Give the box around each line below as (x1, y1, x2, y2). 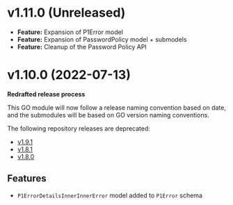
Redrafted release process (7, 90, 86, 98)
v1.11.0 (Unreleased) (7, 5, 126, 21)
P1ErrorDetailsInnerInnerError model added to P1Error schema (17, 191, 203, 199)
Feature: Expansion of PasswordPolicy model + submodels (17, 35, 187, 43)
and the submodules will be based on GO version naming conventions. (7, 110, 210, 119)
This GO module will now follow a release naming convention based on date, (7, 103, 226, 112)
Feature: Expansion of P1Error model (17, 28, 124, 36)
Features (7, 172, 47, 185)
